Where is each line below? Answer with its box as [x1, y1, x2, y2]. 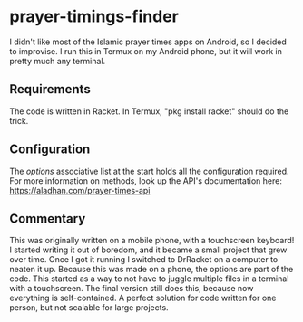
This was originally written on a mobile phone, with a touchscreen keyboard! [9, 235, 295, 246]
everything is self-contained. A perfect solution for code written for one [9, 292, 277, 304]
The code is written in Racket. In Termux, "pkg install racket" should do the [9, 106, 289, 117]
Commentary [9, 211, 86, 226]
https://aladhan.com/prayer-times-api [9, 185, 151, 195]
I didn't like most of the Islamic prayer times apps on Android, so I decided [9, 36, 288, 47]
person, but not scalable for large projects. [9, 302, 170, 313]
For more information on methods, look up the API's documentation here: [9, 175, 283, 186]
